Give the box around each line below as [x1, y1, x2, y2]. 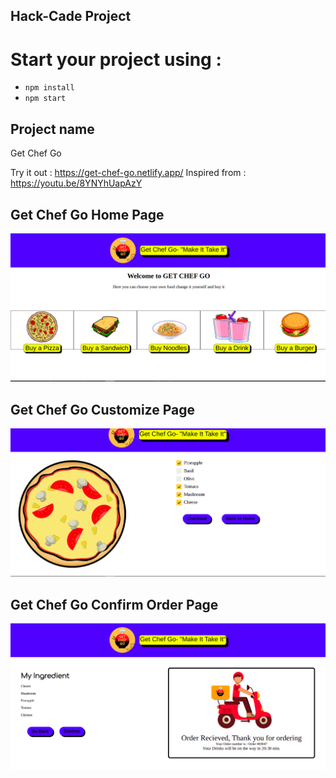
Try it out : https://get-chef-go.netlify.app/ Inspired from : [10, 167, 247, 179]
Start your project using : [10, 48, 222, 71]
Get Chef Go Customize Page [10, 401, 195, 418]
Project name [10, 120, 95, 138]
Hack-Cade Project [10, 8, 132, 25]
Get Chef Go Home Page [10, 206, 165, 223]
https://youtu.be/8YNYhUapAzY [10, 177, 143, 189]
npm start [24, 94, 67, 104]
